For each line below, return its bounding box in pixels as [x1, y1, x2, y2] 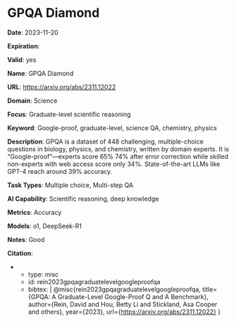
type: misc [27, 270, 59, 279]
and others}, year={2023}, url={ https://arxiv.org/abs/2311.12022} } [27, 308, 221, 316]
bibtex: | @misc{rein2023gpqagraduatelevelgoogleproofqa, [27, 285, 201, 293]
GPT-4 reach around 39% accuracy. [7, 167, 113, 175]
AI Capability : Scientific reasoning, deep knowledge [7, 194, 159, 203]
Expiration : [7, 42, 40, 50]
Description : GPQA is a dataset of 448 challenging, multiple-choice [7, 137, 204, 146]
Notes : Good [7, 235, 45, 243]
